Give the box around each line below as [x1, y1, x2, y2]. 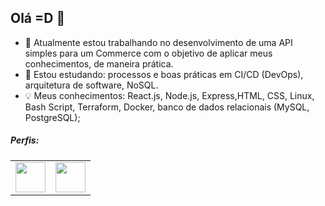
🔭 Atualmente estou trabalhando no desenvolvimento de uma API [24, 36, 293, 48]
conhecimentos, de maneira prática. [24, 57, 174, 70]
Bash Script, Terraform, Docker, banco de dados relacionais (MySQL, [24, 101, 310, 113]
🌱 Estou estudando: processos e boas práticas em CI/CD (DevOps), [24, 68, 304, 80]
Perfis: [10, 134, 40, 146]
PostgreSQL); [24, 111, 81, 123]
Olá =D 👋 [10, 10, 66, 27]
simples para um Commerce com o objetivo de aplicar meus [24, 47, 273, 59]
